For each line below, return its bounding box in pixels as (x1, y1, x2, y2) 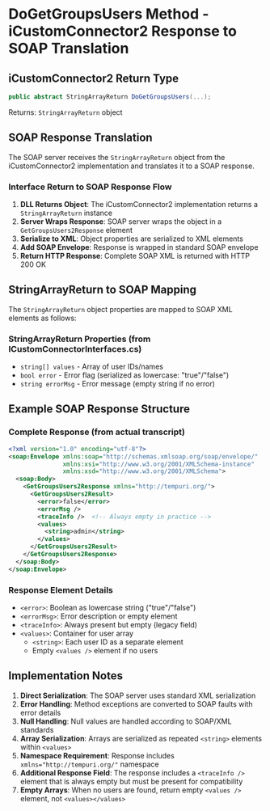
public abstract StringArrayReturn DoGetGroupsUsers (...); (8, 93, 212, 101)
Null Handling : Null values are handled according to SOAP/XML (19, 716, 232, 726)
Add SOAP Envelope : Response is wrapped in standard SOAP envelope (19, 242, 259, 251)
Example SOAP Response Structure (8, 402, 190, 416)
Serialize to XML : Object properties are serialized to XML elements (19, 234, 244, 243)
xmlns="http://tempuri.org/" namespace (19, 759, 159, 769)
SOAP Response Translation (8, 131, 153, 145)
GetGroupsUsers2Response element (19, 225, 133, 234)
